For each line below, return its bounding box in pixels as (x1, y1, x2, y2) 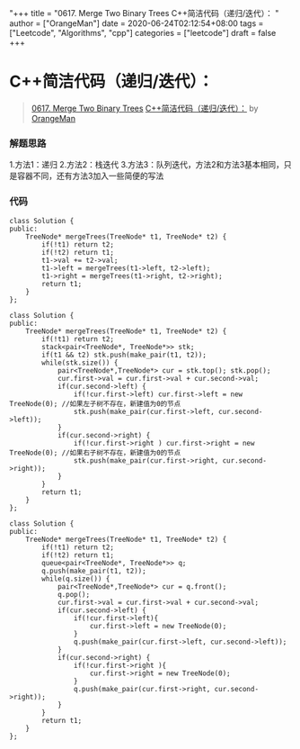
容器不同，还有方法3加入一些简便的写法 (16, 170, 164, 182)
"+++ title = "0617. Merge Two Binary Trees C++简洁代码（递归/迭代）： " (9, 8, 279, 18)
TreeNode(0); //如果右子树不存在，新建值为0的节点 (9, 448, 181, 457)
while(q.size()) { (41, 574, 110, 583)
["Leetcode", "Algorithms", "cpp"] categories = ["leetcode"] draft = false (9, 28, 277, 38)
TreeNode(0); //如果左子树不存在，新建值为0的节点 (9, 399, 181, 408)
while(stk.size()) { (41, 358, 119, 367)
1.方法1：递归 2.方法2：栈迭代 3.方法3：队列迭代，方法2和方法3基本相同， (9, 159, 285, 170)
